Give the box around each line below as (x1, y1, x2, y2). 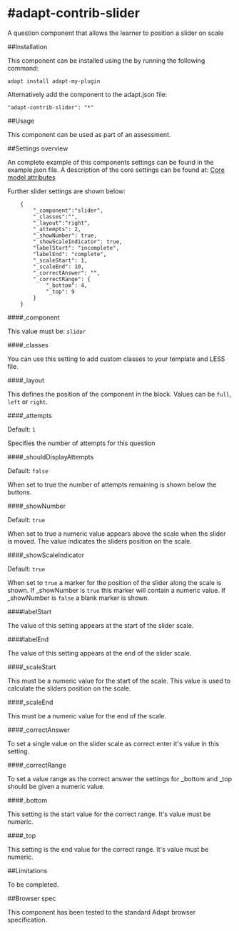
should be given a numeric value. (7, 782, 105, 790)
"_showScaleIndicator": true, (33, 238, 123, 245)
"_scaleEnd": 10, (33, 263, 84, 270)
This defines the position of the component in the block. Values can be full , (7, 390, 232, 398)
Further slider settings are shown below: (7, 187, 126, 195)
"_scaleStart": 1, (33, 257, 88, 264)
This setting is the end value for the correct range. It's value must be (7, 845, 209, 853)
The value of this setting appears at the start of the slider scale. (7, 621, 194, 629)
